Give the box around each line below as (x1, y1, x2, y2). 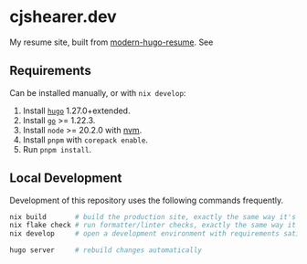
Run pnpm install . (22, 143, 92, 154)
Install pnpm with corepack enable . (22, 134, 149, 145)
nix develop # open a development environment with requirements (9, 229, 281, 238)
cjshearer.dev (9, 6, 117, 27)
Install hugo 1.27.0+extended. (22, 105, 131, 116)
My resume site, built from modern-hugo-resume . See (9, 37, 214, 48)
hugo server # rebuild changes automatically (9, 246, 203, 255)
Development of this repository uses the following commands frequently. (9, 195, 284, 206)
